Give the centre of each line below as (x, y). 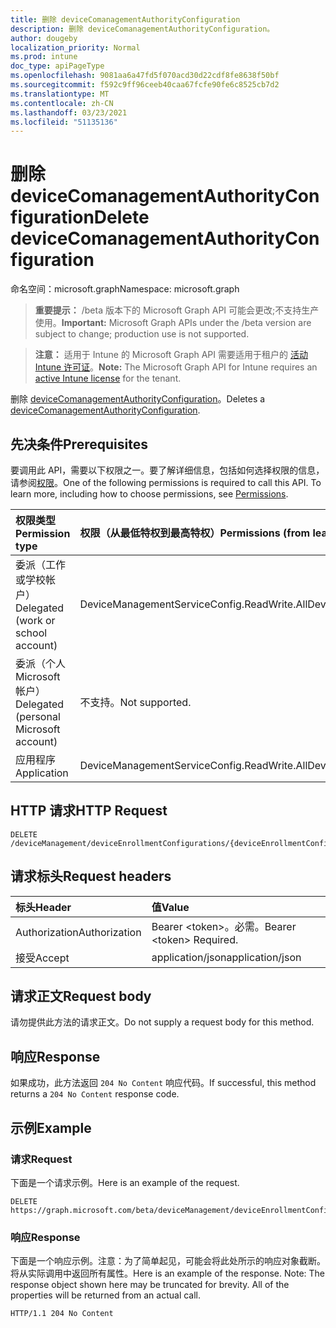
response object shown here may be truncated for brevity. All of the (150, 1285)
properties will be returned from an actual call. (106, 1295)
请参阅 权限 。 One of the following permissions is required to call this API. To (166, 482)
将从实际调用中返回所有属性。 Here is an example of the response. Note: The (167, 1273)
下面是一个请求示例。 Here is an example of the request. (125, 1182)
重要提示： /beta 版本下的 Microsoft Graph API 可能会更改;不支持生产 (177, 310)
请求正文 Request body (81, 996)
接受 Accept (42, 958)
